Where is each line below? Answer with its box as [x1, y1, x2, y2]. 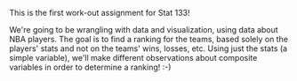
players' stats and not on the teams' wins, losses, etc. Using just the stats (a [9, 43, 287, 54]
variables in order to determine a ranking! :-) [9, 62, 172, 72]
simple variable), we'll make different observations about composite [9, 53, 258, 63]
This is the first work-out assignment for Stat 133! [9, 8, 190, 18]
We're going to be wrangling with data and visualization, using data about [9, 25, 278, 34]
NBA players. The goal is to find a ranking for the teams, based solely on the [9, 34, 289, 44]
